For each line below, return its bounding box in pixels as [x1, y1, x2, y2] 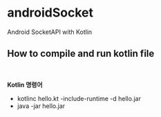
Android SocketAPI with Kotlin [7, 28, 93, 36]
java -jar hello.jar [17, 102, 66, 110]
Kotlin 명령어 [7, 80, 43, 89]
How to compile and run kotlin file [7, 48, 155, 60]
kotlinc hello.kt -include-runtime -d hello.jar [17, 94, 142, 102]
